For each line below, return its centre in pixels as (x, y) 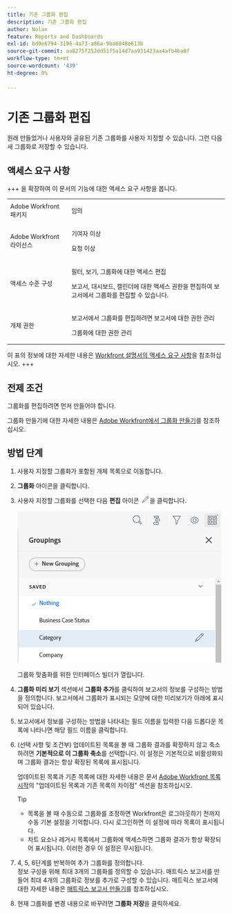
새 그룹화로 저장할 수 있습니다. (48, 147)
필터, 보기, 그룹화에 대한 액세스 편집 (119, 271)
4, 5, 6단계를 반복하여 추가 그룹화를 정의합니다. (80, 863)
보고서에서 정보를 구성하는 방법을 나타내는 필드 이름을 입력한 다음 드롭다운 (117, 721)
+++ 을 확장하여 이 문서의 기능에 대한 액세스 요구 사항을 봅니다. (92, 189)
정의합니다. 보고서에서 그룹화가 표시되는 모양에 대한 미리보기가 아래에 (118, 698)
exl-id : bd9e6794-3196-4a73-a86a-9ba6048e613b (75, 44)
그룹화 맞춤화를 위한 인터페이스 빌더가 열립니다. (81, 674)
